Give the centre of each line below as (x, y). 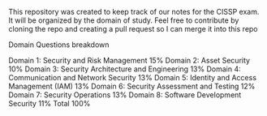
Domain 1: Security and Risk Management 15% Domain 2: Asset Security (129, 60)
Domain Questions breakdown (59, 45)
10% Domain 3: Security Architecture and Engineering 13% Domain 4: (125, 69)
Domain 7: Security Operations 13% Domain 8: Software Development (125, 95)
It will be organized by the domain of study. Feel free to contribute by (124, 20)
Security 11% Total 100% (50, 103)
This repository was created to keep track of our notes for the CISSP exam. (134, 12)
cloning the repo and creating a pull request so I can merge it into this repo (133, 29)
